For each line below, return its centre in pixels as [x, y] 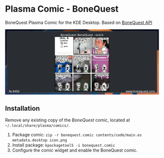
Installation [22, 108]
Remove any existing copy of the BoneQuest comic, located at [68, 120]
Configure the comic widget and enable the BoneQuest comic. [75, 150]
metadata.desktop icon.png [40, 140]
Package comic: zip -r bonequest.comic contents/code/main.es [77, 135]
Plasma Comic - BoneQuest [62, 9]
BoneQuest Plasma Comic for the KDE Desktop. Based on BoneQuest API [79, 22]
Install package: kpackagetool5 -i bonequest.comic [64, 145]
